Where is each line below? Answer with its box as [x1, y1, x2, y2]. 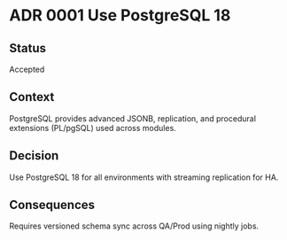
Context [9, 89, 55, 105]
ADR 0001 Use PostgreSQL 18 [9, 5, 231, 26]
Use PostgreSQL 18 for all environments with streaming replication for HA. [9, 172, 279, 182]
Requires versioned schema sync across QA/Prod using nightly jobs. [9, 221, 260, 231]
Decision [9, 148, 59, 164]
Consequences [9, 197, 96, 213]
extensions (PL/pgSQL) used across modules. [9, 122, 177, 133]
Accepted [9, 64, 45, 74]
